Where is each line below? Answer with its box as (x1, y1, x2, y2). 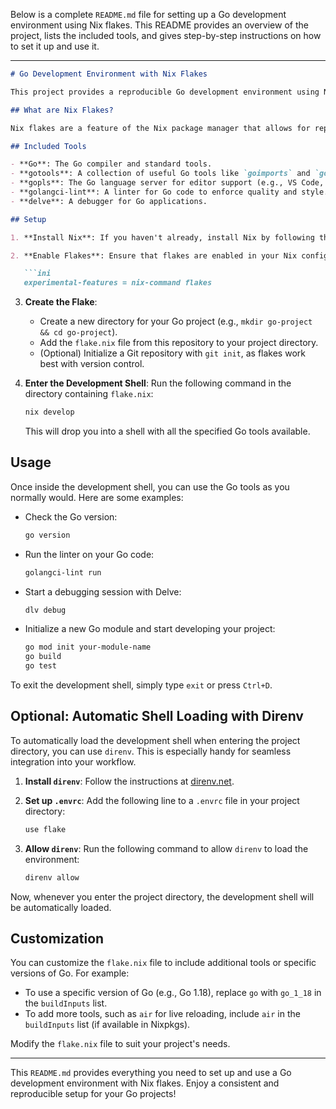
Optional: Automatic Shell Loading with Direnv (10, 708, 304, 725)
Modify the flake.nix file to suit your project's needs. (10, 1038, 231, 1050)
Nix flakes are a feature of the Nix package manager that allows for (10, 123, 311, 133)
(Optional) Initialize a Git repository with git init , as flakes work (39, 347, 306, 359)
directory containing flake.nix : (24, 388, 154, 400)
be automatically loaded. (10, 901, 112, 913)
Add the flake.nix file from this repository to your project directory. (39, 337, 319, 349)
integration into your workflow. (10, 755, 137, 768)
